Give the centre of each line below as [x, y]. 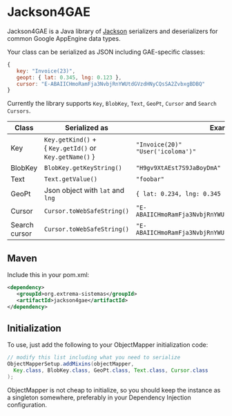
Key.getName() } [69, 157]
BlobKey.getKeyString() [83, 168]
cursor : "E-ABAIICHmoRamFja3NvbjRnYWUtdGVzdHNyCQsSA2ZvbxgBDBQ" [111, 84]
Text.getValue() [71, 179]
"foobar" [150, 179]
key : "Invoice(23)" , [46, 71]
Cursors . [19, 111]
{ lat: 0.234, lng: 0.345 [178, 194]
